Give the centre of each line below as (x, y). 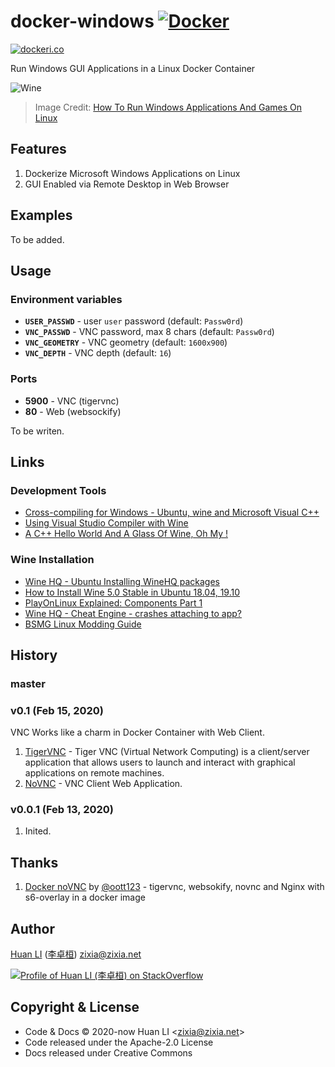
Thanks (34, 862)
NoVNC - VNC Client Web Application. (103, 784)
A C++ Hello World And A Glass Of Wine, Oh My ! (126, 534)
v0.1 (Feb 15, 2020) (57, 710)
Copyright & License (75, 1007)
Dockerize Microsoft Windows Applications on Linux (132, 173)
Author (32, 928)
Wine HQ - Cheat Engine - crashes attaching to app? (133, 613)
